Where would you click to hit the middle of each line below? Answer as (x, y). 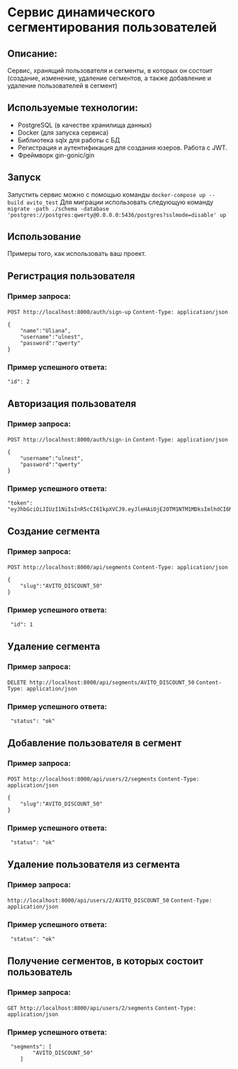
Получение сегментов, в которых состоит (106, 961)
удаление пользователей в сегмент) (63, 85)
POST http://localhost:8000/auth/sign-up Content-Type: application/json (118, 313)
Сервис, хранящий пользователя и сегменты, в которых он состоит (110, 71)
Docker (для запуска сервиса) (63, 133)
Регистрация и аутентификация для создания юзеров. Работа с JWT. (123, 147)
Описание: (33, 54)
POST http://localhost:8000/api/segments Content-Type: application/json (118, 568)
